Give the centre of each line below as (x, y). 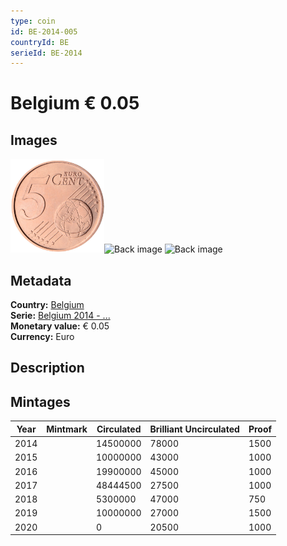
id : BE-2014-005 (44, 31)
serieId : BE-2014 (46, 53)
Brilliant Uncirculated (194, 429)
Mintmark (67, 429)
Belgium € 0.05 (75, 103)
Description (47, 368)
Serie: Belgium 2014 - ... (60, 316)
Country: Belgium (47, 305)
